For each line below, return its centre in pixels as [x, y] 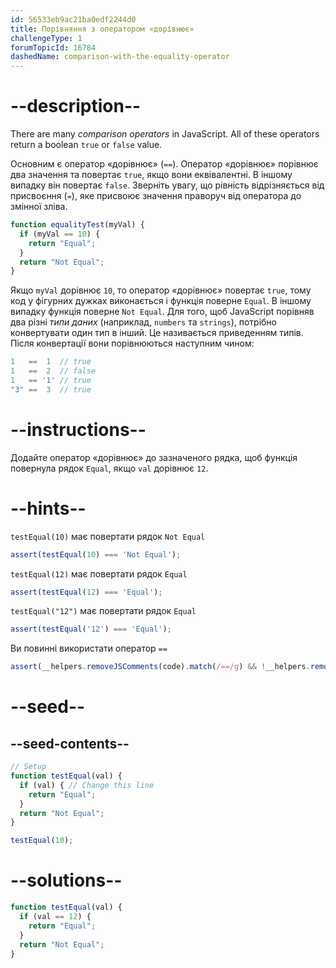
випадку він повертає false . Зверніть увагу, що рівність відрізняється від [167, 185]
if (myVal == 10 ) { [60, 234]
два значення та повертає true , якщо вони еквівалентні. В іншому [151, 175]
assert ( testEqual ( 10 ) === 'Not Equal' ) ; [96, 554]
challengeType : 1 [46, 38]
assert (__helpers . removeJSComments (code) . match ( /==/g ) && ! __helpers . [160, 667]
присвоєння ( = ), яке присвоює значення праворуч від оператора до [156, 196]
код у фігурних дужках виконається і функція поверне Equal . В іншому [161, 301]
